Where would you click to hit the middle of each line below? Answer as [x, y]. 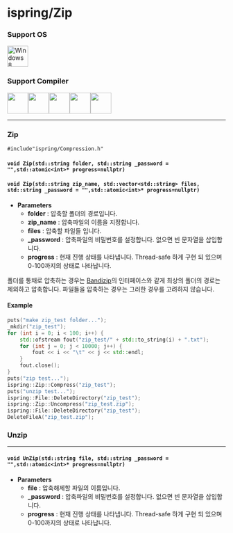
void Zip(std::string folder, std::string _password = [88, 164]
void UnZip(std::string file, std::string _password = [88, 458]
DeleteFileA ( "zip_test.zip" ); [51, 417]
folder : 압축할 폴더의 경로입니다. [72, 213]
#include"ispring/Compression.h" [55, 149]
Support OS [27, 35]
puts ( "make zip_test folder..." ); [57, 320]
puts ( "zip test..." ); [38, 378]
